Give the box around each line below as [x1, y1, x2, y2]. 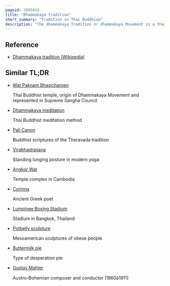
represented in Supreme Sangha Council [12, 97, 98, 103]
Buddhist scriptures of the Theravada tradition [12, 137, 109, 143]
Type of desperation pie [12, 255, 63, 261]
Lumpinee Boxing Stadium [12, 205, 67, 211]
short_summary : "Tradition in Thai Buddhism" [5, 17, 103, 22]
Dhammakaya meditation [12, 107, 65, 113]
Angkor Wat [12, 166, 37, 172]
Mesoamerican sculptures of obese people [12, 235, 103, 241]
